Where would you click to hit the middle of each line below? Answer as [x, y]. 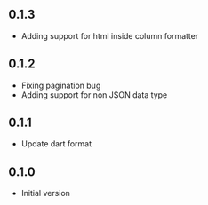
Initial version [45, 193]
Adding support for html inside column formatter [110, 35]
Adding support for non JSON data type [94, 95]
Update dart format [56, 144]
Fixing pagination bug [61, 85]
